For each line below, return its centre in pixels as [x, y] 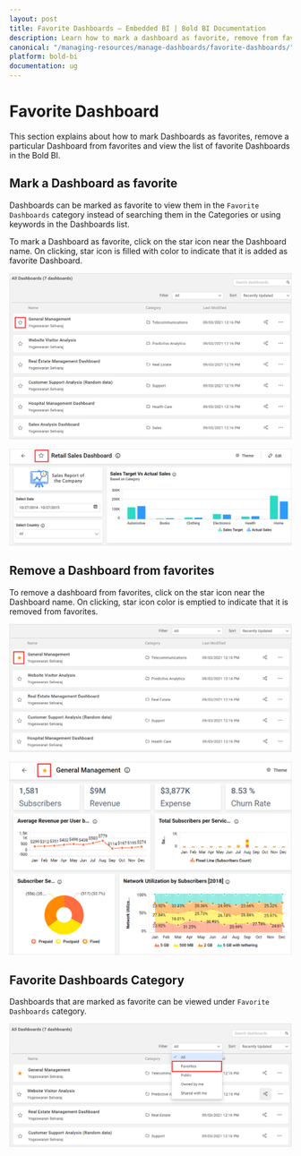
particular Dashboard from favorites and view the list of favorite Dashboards [150, 146]
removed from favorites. [54, 611]
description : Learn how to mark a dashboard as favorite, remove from [144, 38]
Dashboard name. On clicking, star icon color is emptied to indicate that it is [149, 602]
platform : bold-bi [43, 57]
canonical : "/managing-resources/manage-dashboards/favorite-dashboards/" [152, 47]
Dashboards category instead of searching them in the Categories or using [145, 214]
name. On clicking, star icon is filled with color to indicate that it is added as [149, 251]
